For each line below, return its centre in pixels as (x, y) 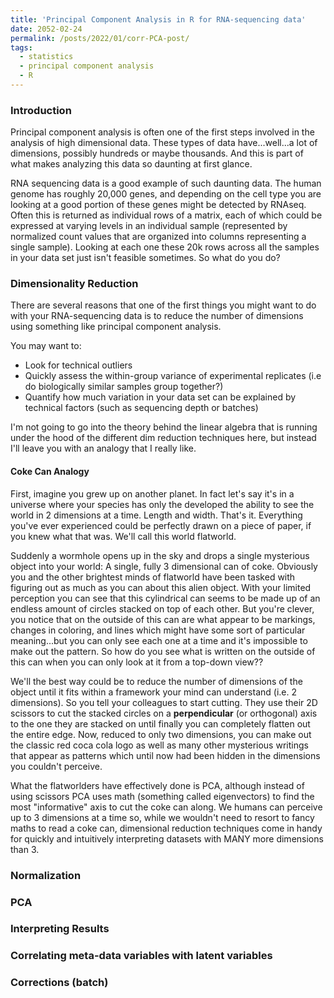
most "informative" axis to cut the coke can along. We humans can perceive (166, 807)
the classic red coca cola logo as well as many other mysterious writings (159, 745)
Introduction (41, 110)
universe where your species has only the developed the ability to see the (162, 504)
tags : (21, 47)
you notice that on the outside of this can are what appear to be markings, (163, 619)
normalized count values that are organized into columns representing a (158, 237)
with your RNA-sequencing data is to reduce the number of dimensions (157, 316)
